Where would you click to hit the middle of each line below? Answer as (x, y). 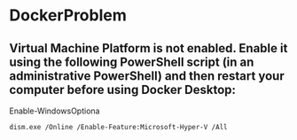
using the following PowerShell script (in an (132, 62)
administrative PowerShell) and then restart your (147, 76)
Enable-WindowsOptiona (55, 111)
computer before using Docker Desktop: (123, 89)
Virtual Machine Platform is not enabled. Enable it (148, 48)
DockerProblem (68, 16)
